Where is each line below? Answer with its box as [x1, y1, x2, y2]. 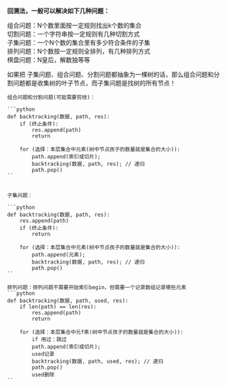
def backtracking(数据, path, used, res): [7, 297, 129, 304]
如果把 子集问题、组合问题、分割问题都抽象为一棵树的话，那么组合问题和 [7, 70, 214, 78]
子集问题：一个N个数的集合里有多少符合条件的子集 [7, 39, 151, 47]
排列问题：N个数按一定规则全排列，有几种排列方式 [7, 47, 151, 55]
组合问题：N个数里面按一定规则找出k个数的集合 [7, 21, 142, 30]
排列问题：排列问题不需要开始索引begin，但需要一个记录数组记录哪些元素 [7, 284, 187, 291]
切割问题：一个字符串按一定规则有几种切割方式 [7, 30, 140, 38]
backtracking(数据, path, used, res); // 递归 [32, 358, 164, 365]
